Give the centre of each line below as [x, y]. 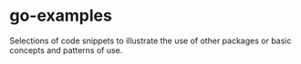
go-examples [61, 16]
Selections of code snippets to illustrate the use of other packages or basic [150, 41]
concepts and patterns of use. [66, 50]
